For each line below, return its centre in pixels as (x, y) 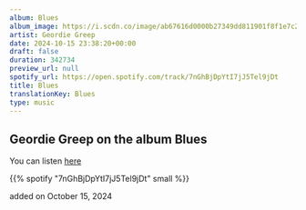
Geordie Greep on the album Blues (108, 139)
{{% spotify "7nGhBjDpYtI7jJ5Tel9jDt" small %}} (99, 179)
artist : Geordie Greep (52, 35)
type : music (32, 102)
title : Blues (34, 85)
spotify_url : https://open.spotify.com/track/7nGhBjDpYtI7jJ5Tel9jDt (144, 77)
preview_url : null (44, 69)
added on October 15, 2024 (61, 196)
